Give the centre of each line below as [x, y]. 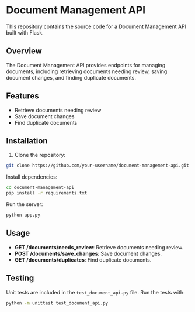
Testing [20, 278]
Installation [27, 141]
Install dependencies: [32, 177]
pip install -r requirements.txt [47, 193]
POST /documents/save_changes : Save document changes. [88, 253]
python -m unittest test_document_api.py [57, 303]
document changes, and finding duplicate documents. [71, 77]
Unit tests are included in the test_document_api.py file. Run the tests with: [95, 292]
